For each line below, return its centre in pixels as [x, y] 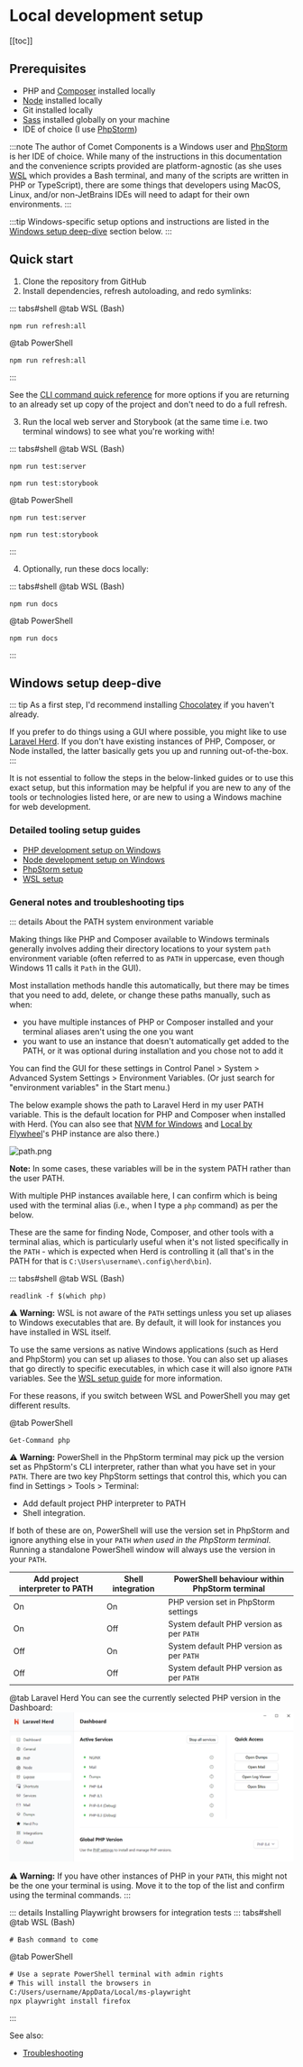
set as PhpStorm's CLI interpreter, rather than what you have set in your [142, 1466]
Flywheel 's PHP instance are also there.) [85, 1134]
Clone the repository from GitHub [84, 281]
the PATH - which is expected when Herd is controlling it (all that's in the [142, 1251]
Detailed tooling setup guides [75, 831]
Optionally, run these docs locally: [85, 568]
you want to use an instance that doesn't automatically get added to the [156, 1041]
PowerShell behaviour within [229, 1579]
